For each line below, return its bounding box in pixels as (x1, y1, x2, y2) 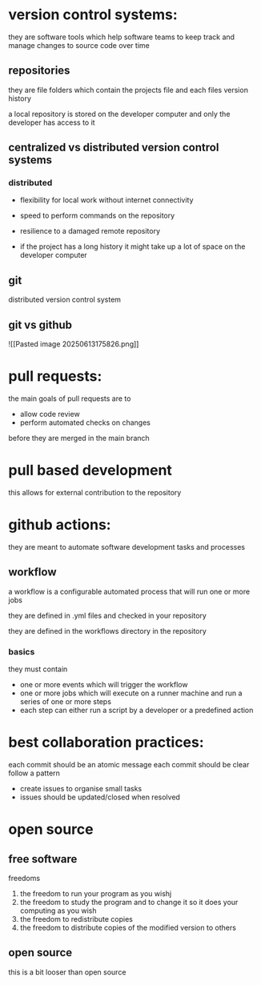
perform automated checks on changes (19, 418, 151, 427)
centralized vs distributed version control (8, 141, 219, 154)
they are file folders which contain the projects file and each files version (8, 85, 248, 94)
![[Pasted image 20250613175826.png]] (8, 339, 139, 349)
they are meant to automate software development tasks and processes (8, 542, 246, 551)
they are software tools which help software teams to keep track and (8, 32, 235, 42)
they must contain (8, 664, 68, 674)
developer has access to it (8, 118, 95, 127)
